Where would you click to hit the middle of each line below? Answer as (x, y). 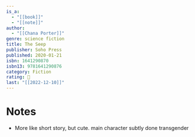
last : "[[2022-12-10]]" (35, 83)
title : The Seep (26, 45)
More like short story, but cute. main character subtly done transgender (102, 128)
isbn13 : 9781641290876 (34, 66)
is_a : (13, 11)
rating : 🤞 (18, 77)
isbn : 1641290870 (27, 61)
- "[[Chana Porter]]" (38, 34)
